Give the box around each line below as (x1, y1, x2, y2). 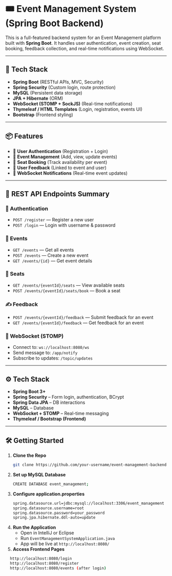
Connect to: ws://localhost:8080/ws (12, 344, 90, 350)
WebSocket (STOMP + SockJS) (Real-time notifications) (12, 100, 133, 107)
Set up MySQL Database (12, 471, 66, 477)
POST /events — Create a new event (12, 252, 89, 258)
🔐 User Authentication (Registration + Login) (12, 148, 109, 154)
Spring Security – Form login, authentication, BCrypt (12, 394, 124, 400)
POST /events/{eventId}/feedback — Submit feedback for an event (12, 314, 154, 321)
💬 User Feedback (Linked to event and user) (12, 164, 106, 171)
